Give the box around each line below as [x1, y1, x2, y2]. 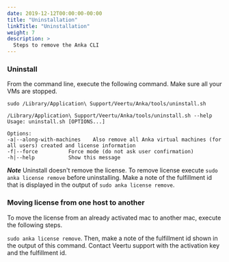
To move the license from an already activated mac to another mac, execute [7, 213, 221, 222]
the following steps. [7, 220, 63, 229]
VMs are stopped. [7, 87, 57, 96]
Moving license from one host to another [7, 198, 145, 207]
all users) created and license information [7, 142, 136, 149]
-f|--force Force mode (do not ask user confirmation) [7, 148, 194, 155]
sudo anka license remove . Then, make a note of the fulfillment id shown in [7, 234, 219, 242]
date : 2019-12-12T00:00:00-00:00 [7, 10, 103, 17]
